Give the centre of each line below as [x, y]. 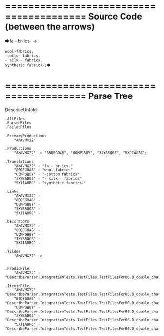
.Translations [20, 161]
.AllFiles [15, 119]
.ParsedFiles [18, 123]
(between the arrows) [50, 27]
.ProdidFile [17, 268]
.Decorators [17, 221]
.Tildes [13, 251]
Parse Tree [111, 96]
